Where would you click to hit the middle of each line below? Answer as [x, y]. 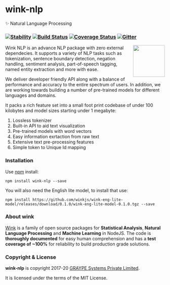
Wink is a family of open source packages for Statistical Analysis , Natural [83, 228]
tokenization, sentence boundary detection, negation [60, 59]
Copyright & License [31, 257]
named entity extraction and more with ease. [52, 69]
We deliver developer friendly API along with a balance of [65, 79]
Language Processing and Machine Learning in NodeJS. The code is [78, 233]
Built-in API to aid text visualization [49, 126]
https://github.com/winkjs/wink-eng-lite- [78, 200]
